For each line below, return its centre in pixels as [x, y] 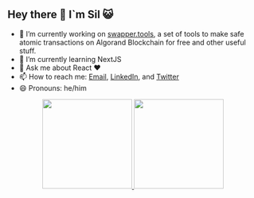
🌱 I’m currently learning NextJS [70, 59]
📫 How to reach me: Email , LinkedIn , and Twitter [99, 76]
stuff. [27, 50]
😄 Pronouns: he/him [53, 87]
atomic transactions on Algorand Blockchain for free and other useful [132, 42]
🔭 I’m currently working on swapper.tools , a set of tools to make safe [131, 33]
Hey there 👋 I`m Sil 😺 [61, 15]
